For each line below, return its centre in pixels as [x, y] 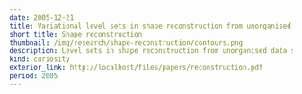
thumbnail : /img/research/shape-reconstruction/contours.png [126, 43]
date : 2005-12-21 [42, 17]
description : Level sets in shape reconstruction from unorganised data [148, 51]
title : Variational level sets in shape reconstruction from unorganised [151, 26]
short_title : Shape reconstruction [76, 34]
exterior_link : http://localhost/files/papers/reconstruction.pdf [136, 68]
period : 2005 [34, 76]
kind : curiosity [40, 59]
